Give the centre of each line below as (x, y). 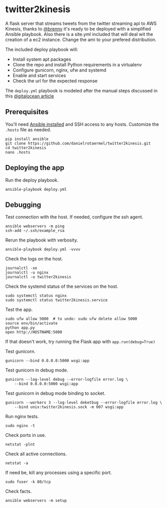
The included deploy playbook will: (42, 49)
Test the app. (19, 310)
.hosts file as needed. (28, 129)
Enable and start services (39, 75)
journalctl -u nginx (27, 273)
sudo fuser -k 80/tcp (28, 482)
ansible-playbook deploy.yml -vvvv (43, 250)
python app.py (20, 328)
